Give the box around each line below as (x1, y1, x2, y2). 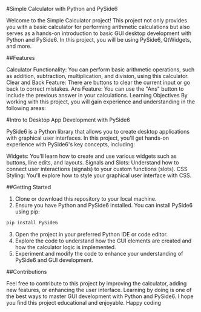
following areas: (6, 105, 47, 111)
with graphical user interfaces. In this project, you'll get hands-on (6, 134, 170, 141)
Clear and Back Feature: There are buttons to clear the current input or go (6, 79, 191, 86)
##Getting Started (6, 184, 51, 190)
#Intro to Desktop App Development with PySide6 (6, 116, 130, 123)
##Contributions (6, 268, 47, 275)
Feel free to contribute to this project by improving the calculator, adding (6, 279, 187, 287)
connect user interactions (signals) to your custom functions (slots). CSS (6, 166, 188, 172)
